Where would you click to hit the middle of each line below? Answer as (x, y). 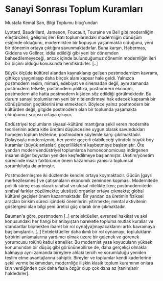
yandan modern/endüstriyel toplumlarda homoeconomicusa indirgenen (77, 150)
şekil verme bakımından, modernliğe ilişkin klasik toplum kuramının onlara (79, 263)
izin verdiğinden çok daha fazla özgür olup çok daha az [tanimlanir (72, 268)
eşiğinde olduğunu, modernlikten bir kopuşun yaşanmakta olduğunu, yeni (79, 42)
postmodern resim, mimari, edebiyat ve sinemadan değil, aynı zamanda (77, 83)
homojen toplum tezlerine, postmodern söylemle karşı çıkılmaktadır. (73, 134)
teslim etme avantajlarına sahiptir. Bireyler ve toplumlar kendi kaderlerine (78, 257)
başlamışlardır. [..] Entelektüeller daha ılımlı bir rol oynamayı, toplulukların (78, 231)
